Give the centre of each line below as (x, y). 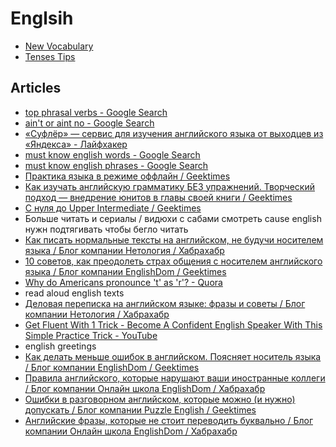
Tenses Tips (50, 56)
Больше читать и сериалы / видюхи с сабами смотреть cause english (173, 218)
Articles (36, 88)
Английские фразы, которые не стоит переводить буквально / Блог (168, 420)
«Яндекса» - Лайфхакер (76, 144)
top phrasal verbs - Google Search (96, 112)
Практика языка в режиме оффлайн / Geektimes (127, 176)
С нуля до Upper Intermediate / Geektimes (113, 208)
